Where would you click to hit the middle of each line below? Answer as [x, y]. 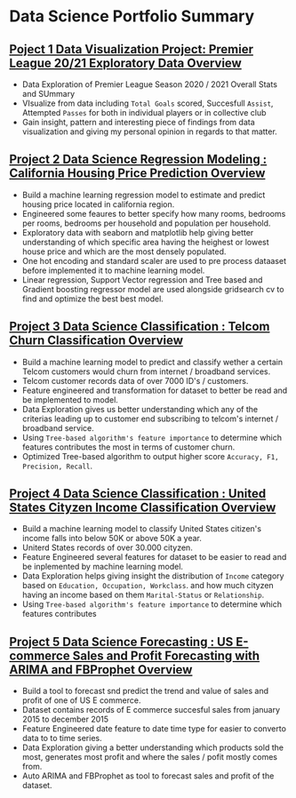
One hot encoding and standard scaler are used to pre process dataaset [154, 260]
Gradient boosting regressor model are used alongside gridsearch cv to [153, 289]
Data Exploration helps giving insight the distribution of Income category [153, 576]
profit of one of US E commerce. [81, 700]
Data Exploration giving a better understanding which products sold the [153, 747]
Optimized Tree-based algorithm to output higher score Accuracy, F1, [150, 456]
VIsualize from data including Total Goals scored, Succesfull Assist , [148, 103]
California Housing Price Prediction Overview [137, 174]
